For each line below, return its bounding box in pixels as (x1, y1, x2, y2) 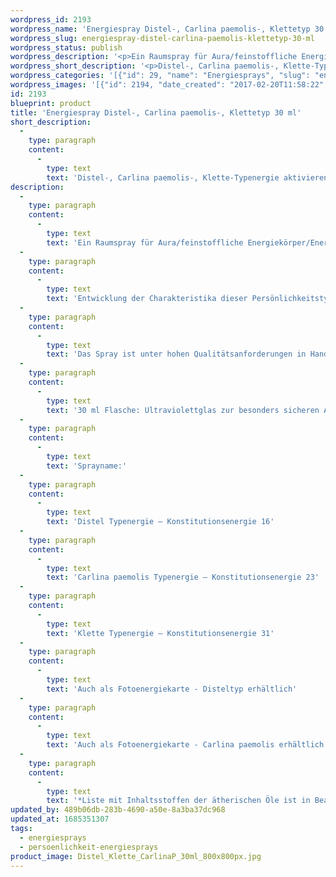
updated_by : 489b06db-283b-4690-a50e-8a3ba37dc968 (10, 805, 226, 815)
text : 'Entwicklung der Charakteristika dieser (46, 294, 248, 304)
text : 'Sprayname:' (46, 461, 128, 471)
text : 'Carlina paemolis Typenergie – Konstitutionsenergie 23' (46, 572, 320, 583)
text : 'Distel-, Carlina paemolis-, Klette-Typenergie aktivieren (46, 172, 329, 183)
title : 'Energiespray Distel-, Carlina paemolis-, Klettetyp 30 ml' (10, 107, 302, 118)
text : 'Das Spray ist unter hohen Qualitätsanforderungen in (46, 349, 307, 360)
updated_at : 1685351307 (10, 814, 110, 825)
